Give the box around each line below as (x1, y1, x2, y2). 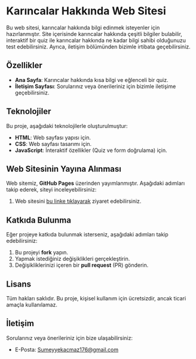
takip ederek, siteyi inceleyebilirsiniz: (6, 186, 97, 193)
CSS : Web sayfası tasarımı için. (14, 140, 92, 147)
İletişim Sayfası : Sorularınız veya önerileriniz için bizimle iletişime (14, 83, 176, 90)
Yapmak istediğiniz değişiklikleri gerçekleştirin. (14, 255, 130, 263)
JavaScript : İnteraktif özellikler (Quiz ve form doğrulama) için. (14, 147, 167, 154)
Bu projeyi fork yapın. (14, 249, 69, 256)
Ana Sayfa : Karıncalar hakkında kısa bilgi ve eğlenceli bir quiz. (14, 76, 169, 83)
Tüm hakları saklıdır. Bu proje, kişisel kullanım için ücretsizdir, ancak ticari (6, 295, 186, 302)
